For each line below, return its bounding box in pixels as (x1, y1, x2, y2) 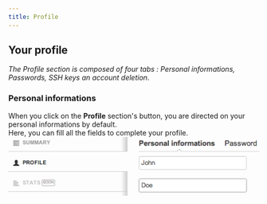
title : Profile (8, 13, 59, 21)
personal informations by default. (8, 120, 117, 129)
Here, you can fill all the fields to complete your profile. (8, 127, 189, 137)
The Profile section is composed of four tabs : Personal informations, (8, 65, 235, 74)
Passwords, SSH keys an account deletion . (8, 73, 150, 83)
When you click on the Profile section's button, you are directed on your (8, 111, 245, 120)
